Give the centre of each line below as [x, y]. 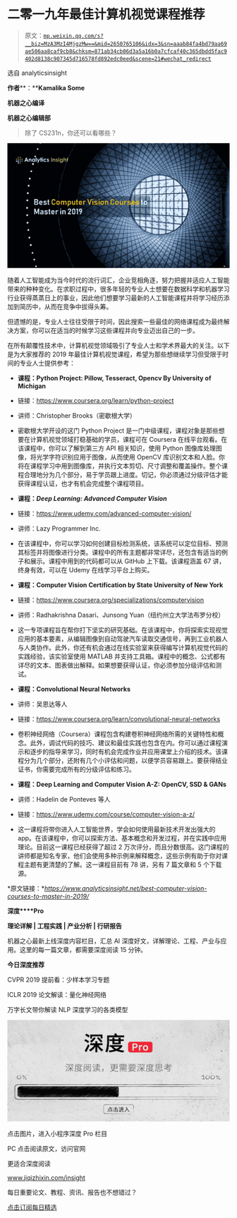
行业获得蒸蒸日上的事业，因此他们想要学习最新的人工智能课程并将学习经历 [115, 298]
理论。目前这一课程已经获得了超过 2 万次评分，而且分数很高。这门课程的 [123, 847]
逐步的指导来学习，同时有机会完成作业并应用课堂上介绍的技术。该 [126, 752]
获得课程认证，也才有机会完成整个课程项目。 [83, 483]
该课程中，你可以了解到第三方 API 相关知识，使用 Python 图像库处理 [117, 448]
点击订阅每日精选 [32, 1207]
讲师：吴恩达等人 [42, 704]
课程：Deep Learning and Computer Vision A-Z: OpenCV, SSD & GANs [122, 784]
